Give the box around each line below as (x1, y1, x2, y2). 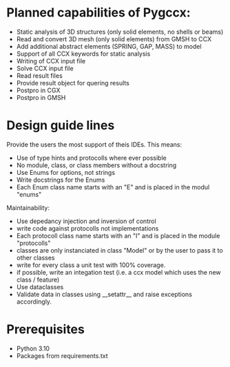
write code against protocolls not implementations (16, 224, 159, 232)
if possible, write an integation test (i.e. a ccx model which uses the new (16, 268, 221, 276)
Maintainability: (6, 203, 50, 211)
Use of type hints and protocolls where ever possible (16, 154, 167, 162)
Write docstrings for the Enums (16, 176, 105, 184)
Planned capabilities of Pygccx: (6, 5, 191, 21)
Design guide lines (6, 118, 115, 134)
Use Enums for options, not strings (16, 168, 115, 176)
